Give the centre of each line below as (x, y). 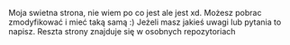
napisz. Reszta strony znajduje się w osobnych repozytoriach (122, 31)
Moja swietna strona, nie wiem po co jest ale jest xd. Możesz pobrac (135, 13)
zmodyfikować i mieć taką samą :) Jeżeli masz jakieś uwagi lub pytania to (145, 22)
